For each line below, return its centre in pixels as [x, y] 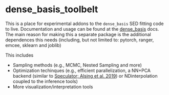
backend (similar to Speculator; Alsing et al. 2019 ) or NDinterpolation [85, 76]
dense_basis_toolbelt [52, 9]
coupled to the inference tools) [45, 81]
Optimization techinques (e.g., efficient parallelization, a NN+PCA [82, 70]
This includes [19, 55]
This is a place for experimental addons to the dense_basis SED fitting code [84, 23]
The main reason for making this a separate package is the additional [78, 34]
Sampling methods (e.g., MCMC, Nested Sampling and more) [77, 65]
